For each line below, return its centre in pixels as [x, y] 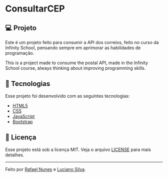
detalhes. [15, 155]
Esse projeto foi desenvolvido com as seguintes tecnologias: [67, 96]
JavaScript [23, 116]
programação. [20, 53]
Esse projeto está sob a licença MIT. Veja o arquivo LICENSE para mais [78, 149]
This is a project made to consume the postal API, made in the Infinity [77, 63]
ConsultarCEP [35, 9]
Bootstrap [22, 121]
